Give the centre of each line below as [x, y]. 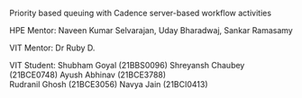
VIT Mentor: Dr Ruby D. [52, 48]
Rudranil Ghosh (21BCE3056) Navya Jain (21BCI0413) [109, 84]
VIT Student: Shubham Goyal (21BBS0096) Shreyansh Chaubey [127, 65]
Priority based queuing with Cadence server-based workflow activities [141, 13]
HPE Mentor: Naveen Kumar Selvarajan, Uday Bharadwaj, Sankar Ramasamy [151, 30]
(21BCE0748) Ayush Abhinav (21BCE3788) [88, 75]
